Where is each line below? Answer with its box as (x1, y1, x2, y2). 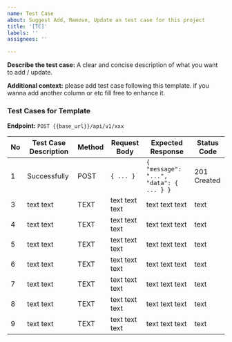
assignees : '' (7, 36, 48, 43)
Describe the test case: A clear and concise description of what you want (7, 61, 218, 69)
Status (196, 138, 220, 148)
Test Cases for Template (7, 106, 91, 116)
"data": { (146, 179, 178, 187)
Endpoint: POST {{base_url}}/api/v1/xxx (7, 122, 124, 130)
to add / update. (7, 68, 53, 77)
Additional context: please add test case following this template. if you (7, 82, 209, 90)
